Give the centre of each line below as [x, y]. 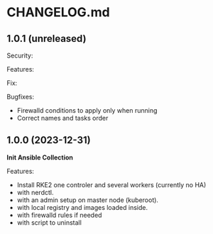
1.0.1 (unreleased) [47, 39]
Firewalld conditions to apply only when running [87, 110]
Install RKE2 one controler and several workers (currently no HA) [111, 184]
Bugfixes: [21, 97]
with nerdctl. [35, 192]
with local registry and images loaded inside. [82, 207]
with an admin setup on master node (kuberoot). [88, 200]
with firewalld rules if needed [59, 215]
